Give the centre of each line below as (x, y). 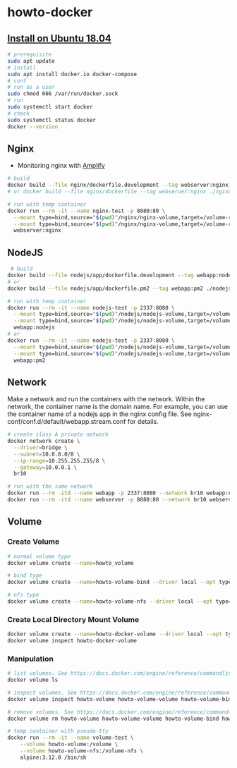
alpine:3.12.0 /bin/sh (53, 757)
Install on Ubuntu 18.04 (59, 38)
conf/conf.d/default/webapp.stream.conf (67, 422)
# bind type (25, 575)
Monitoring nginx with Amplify (61, 166)
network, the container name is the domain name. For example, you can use (117, 407)
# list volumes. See (38, 673)
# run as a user (31, 87)
